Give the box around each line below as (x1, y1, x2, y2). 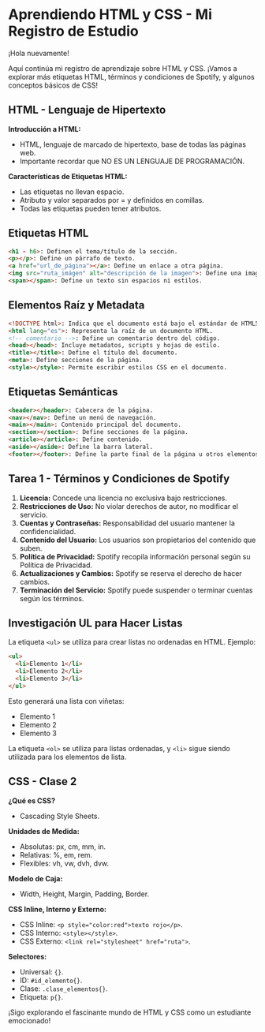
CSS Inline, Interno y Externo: (8, 904, 106, 914)
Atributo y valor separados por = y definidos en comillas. (19, 195, 205, 204)
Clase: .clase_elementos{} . (19, 984, 108, 993)
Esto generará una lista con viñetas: (8, 696, 125, 705)
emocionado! (8, 1015, 51, 1025)
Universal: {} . (19, 967, 64, 976)
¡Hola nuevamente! (8, 48, 69, 58)
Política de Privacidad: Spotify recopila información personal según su (19, 552, 251, 561)
